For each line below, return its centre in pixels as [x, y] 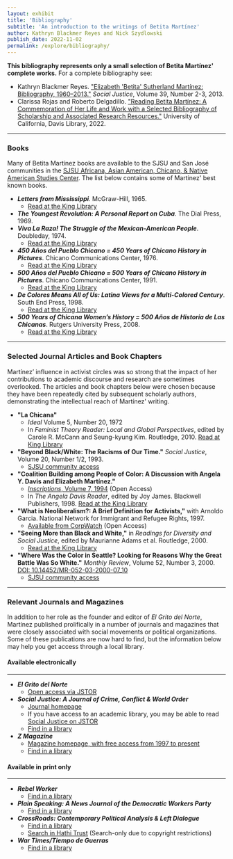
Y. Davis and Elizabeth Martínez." [66, 481]
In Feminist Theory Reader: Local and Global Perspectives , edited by [126, 429]
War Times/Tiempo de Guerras [63, 841]
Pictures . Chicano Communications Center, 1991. [87, 280]
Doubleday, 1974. [42, 236]
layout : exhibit [31, 14]
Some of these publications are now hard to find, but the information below [114, 639]
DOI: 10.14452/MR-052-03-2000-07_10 [72, 570]
